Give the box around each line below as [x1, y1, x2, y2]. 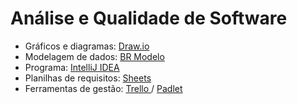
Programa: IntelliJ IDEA [24, 61, 120, 73]
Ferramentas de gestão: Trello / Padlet [24, 82, 183, 94]
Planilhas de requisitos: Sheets [24, 72, 152, 84]
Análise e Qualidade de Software [10, 7, 288, 30]
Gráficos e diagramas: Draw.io [24, 40, 150, 52]
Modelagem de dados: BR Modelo [24, 50, 165, 62]
